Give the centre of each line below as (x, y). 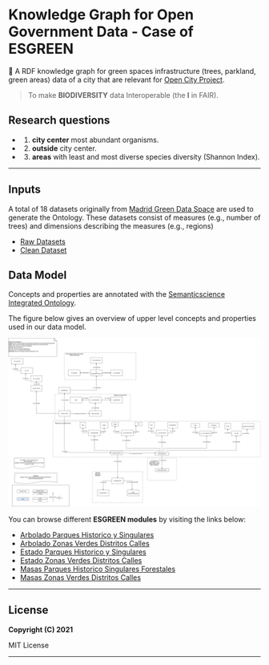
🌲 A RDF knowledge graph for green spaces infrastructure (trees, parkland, (132, 71)
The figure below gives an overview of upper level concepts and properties (132, 318)
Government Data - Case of (101, 32)
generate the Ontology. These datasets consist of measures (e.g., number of (135, 217)
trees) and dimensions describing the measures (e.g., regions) (111, 225)
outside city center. (64, 148)
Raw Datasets (42, 241)
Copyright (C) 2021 (41, 629)
